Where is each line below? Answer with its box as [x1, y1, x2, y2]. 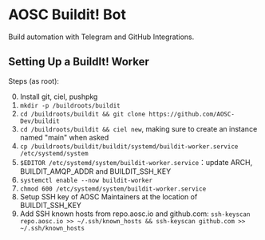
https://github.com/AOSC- [148, 110, 235, 118]
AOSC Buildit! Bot [8, 6, 126, 24]
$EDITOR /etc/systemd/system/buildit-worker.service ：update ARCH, [19, 157, 253, 167]
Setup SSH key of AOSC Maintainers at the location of [19, 191, 198, 201]
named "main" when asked [19, 132, 109, 142]
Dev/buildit [19, 117, 60, 125]
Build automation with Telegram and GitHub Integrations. [8, 32, 195, 41]
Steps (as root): [8, 76, 60, 85]
